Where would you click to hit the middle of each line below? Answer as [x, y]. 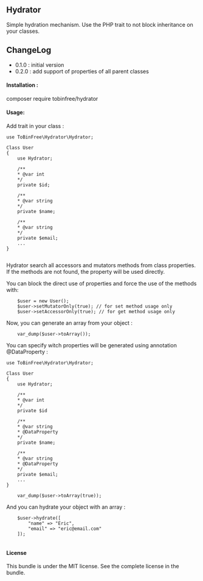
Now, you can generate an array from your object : [69, 323]
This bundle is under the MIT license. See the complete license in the [93, 566]
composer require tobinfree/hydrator [52, 98]
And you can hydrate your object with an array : [66, 507]
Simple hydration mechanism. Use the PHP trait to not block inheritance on [100, 24]
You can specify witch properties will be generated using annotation [92, 345]
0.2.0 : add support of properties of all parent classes [82, 71]
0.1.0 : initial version [40, 65]
